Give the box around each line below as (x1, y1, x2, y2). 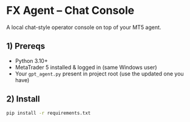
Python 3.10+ (15, 57, 49, 64)
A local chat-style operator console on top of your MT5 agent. (6, 24, 161, 31)
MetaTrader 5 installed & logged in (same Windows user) (15, 63, 157, 71)
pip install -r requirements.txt (6, 110, 91, 116)
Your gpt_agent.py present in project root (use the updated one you (15, 70, 184, 77)
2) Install (6, 94, 41, 104)
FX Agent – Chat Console (6, 4, 135, 18)
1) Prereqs (6, 41, 46, 51)
